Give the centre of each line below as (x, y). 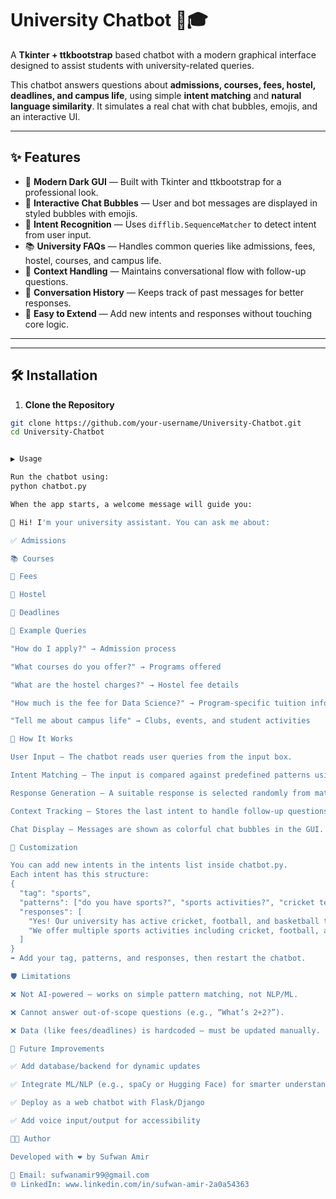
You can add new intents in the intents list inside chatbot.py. (149, 865)
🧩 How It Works (42, 739)
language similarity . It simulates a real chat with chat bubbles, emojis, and (164, 106)
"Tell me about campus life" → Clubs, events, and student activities (160, 721)
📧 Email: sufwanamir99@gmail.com (80, 1175)
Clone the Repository (69, 404)
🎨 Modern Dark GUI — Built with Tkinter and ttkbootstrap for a (153, 181)
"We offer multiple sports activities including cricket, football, (174, 930)
